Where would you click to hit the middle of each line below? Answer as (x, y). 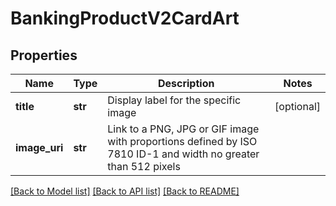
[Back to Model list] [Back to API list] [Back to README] (125, 191)
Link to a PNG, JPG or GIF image (183, 129)
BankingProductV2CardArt (125, 18)
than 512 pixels (144, 166)
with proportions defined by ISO (182, 141)
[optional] (297, 106)
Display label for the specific (174, 100)
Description (186, 83)
